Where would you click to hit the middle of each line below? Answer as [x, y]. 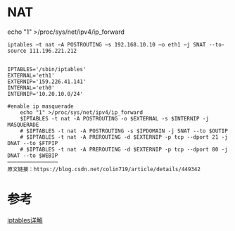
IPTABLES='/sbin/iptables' [47, 69]
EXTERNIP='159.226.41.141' [47, 82]
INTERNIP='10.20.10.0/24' [45, 94]
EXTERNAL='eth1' [31, 75]
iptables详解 [25, 220]
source [17, 51]
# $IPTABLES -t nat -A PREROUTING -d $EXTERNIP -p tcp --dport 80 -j [124, 149]
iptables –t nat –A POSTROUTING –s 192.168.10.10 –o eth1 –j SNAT [107, 44]
